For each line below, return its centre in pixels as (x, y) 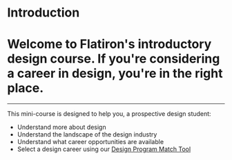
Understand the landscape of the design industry (87, 134)
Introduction (43, 13)
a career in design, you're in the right (115, 73)
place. (25, 88)
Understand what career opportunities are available (90, 142)
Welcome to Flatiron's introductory (109, 44)
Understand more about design (61, 127)
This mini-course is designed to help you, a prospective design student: (109, 114)
